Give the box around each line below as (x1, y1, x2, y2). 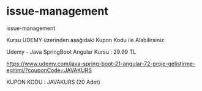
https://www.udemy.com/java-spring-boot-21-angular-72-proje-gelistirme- (6, 60, 196, 67)
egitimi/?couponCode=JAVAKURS (6, 66, 92, 74)
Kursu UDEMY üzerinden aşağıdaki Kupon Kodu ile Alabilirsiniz (6, 36, 165, 43)
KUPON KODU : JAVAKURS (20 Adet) (6, 78, 101, 86)
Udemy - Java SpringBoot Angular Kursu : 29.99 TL (6, 48, 137, 56)
